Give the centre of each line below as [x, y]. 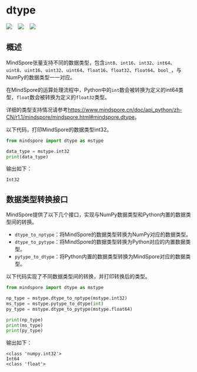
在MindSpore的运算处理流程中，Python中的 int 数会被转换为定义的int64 [92, 89]
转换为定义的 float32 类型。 [77, 97]
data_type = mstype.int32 [38, 151]
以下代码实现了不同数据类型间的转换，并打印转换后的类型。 [78, 277]
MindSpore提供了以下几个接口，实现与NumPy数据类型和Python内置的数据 [96, 215]
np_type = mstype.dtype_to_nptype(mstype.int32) [67, 298]
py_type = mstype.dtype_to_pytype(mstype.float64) [69, 309]
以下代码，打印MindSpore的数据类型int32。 [59, 129]
